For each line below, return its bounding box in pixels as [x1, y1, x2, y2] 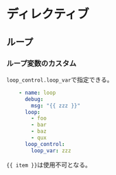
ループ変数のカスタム [6, 58, 77, 68]
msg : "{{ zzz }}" [31, 102, 80, 109]
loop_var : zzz [31, 147, 71, 154]
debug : [24, 95, 44, 102]
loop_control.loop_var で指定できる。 [6, 75, 114, 84]
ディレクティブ [6, 6, 90, 22]
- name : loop [19, 89, 56, 96]
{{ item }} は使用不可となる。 [6, 160, 92, 169]
